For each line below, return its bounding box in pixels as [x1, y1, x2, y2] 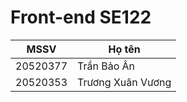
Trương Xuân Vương [77, 75, 172, 89]
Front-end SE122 [10, 6, 152, 29]
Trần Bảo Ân [77, 59, 136, 73]
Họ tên [108, 42, 141, 56]
